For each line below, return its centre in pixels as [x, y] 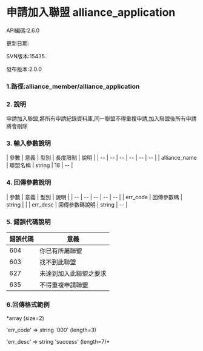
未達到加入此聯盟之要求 [73, 274]
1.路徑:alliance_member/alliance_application [73, 86]
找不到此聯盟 [58, 262]
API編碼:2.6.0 [23, 30]
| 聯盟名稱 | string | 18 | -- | [40, 165]
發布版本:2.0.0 [24, 69]
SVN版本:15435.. [27, 56]
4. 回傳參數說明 [29, 183]
